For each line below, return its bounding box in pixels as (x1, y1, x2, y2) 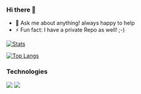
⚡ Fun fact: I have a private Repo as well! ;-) (15, 26, 125, 34)
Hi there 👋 (6, 5, 37, 14)
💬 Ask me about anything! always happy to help (15, 20, 136, 27)
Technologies (6, 67, 48, 76)
